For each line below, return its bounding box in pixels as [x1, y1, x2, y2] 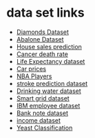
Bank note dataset [16, 109, 68, 117]
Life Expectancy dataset [16, 57, 85, 65]
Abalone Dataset [16, 35, 64, 43]
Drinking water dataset [16, 87, 82, 95]
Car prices [16, 64, 47, 73]
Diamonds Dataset [16, 28, 70, 36]
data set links [6, 5, 85, 21]
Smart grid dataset [16, 94, 70, 102]
